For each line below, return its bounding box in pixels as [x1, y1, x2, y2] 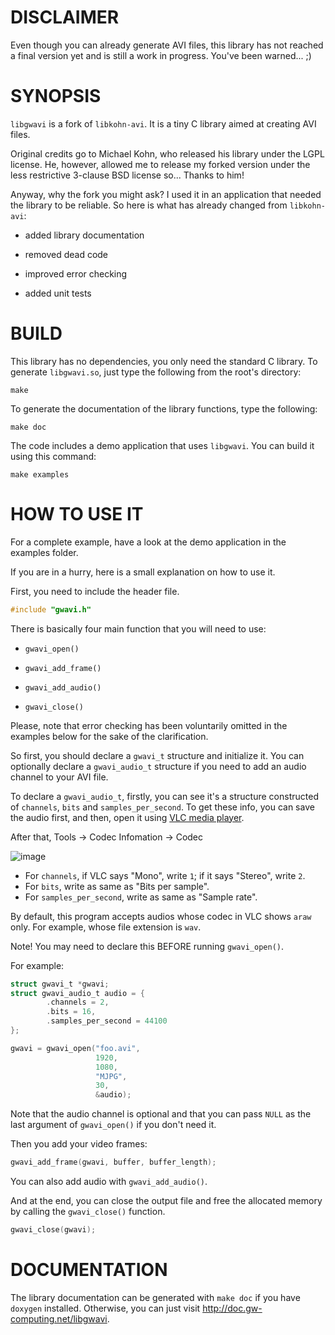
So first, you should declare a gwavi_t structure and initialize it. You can [10, 749, 305, 761]
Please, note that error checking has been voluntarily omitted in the [10, 719, 288, 731]
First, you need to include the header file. [10, 585, 180, 597]
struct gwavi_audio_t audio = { [10, 988, 145, 998]
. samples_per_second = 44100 [46, 1016, 168, 1026]
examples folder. [10, 546, 79, 558]
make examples [10, 469, 70, 480]
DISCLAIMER [10, 6, 120, 29]
